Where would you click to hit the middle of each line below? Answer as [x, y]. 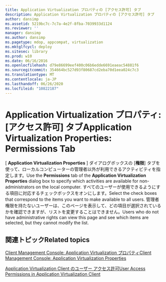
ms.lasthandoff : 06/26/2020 [34, 84]
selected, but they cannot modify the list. [47, 223]
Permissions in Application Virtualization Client [53, 274]
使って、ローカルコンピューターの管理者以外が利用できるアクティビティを [81, 169]
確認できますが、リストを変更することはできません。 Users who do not [86, 212]
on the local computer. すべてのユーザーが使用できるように [96, 187]
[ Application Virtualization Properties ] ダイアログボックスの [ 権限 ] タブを [83, 163]
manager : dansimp [23, 33]
